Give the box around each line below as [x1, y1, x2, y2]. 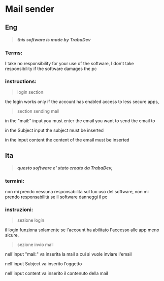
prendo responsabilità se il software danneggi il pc [5, 194, 108, 200]
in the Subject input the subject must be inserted [5, 127, 104, 134]
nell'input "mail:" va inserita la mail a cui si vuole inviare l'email [5, 251, 132, 257]
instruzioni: [5, 206, 33, 213]
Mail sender [5, 3, 55, 15]
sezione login [17, 217, 45, 223]
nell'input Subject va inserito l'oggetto [5, 261, 82, 267]
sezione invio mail [17, 242, 54, 247]
